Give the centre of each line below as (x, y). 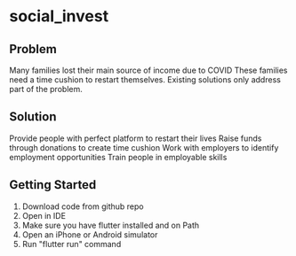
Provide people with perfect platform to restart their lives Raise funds (136, 138)
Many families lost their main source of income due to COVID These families (148, 70)
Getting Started (53, 185)
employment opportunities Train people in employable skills (118, 157)
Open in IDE (44, 215)
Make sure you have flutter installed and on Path (111, 225)
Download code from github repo (83, 206)
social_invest (59, 16)
